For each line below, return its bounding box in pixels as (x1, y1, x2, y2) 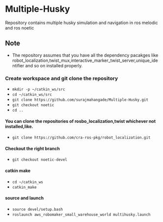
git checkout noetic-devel (12, 157, 68, 163)
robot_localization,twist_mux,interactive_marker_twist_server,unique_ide (12, 57, 158, 63)
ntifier (12, 62, 24, 68)
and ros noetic (5, 25, 34, 30)
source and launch (5, 195, 44, 201)
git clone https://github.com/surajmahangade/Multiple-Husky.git (12, 97, 148, 103)
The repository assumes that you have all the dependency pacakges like (12, 52, 159, 58)
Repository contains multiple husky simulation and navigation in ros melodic (5, 20, 158, 26)
